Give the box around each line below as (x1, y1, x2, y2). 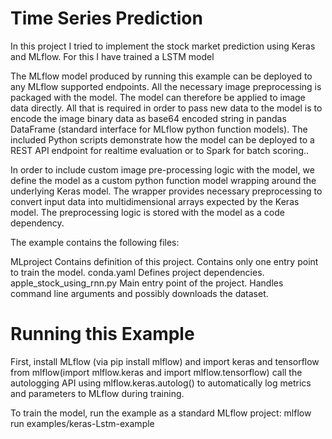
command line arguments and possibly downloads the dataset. (10, 287, 269, 299)
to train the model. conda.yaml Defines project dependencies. (10, 266, 265, 278)
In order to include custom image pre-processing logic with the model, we (10, 163, 315, 176)
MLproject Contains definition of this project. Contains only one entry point (10, 255, 319, 267)
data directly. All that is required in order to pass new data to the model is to (10, 102, 323, 114)
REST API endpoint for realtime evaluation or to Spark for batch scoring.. (10, 144, 310, 156)
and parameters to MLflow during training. (10, 387, 185, 399)
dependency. (10, 217, 65, 229)
